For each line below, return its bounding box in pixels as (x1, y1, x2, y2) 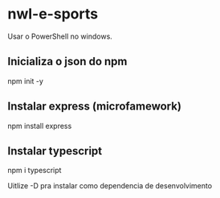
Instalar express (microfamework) (7, 100, 182, 113)
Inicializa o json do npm (7, 55, 128, 68)
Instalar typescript (7, 144, 103, 158)
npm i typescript (7, 166, 62, 175)
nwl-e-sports (7, 5, 98, 23)
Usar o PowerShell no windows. (7, 31, 113, 41)
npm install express (7, 121, 72, 130)
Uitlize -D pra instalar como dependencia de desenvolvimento (7, 181, 213, 191)
